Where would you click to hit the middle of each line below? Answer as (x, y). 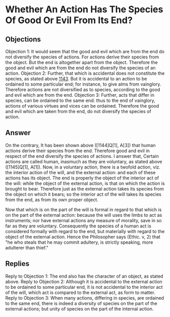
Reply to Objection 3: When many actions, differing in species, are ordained (85, 298)
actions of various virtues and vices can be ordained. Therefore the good (82, 106)
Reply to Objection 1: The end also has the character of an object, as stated (84, 276)
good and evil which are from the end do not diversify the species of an (80, 68)
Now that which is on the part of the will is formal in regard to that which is (83, 209)
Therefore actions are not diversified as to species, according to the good (83, 90)
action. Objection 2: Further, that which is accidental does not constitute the (85, 73)
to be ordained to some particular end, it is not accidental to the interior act (84, 287)
